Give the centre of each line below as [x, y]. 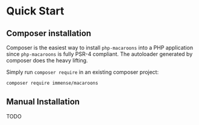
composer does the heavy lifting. [47, 60]
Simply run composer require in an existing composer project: [82, 72]
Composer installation [49, 33]
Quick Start [35, 11]
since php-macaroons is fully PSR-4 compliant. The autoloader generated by [99, 54]
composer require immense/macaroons [52, 83]
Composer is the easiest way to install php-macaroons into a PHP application [100, 47]
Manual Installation [43, 102]
